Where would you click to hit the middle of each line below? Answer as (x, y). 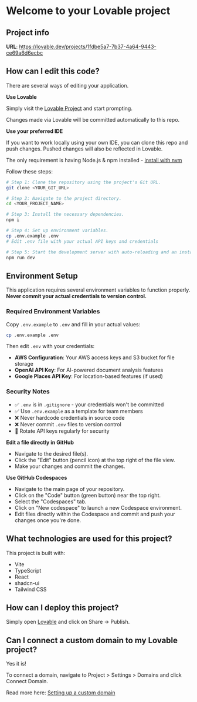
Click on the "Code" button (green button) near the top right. (88, 495)
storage (24, 364)
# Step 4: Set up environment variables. (57, 230)
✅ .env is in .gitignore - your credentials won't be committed (89, 405)
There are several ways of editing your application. (67, 85)
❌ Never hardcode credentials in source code (69, 417)
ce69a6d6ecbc (25, 53)
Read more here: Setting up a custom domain (61, 693)
